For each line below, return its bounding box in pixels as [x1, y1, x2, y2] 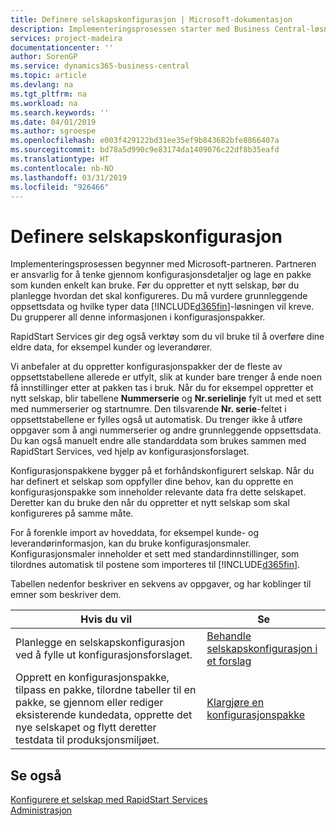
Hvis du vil [80, 612, 133, 626]
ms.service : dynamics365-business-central [10, 61, 190, 71]
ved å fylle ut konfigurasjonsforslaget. [15, 648, 193, 662]
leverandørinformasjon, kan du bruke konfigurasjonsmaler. [10, 537, 252, 550]
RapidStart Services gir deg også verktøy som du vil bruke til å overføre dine [10, 331, 325, 343]
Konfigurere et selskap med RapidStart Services [10, 794, 208, 806]
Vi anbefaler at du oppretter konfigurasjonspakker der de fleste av [10, 361, 283, 373]
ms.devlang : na [10, 80, 74, 90]
